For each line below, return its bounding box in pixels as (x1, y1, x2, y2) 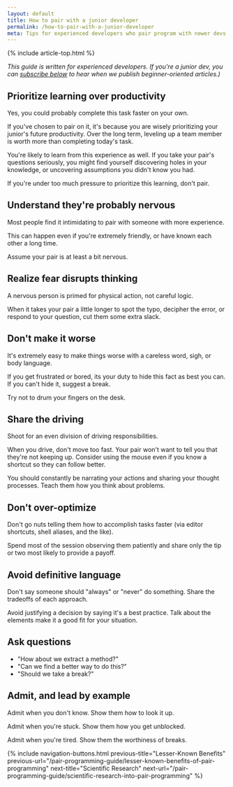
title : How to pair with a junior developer (7, 17, 139, 24)
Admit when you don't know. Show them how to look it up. (7, 708, 174, 717)
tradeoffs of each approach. (7, 595, 89, 603)
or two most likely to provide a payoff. (7, 548, 116, 557)
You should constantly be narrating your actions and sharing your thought (7, 474, 220, 483)
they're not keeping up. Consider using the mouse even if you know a (7, 453, 207, 462)
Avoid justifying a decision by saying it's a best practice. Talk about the (7, 608, 211, 616)
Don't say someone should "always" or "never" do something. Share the (7, 587, 215, 595)
